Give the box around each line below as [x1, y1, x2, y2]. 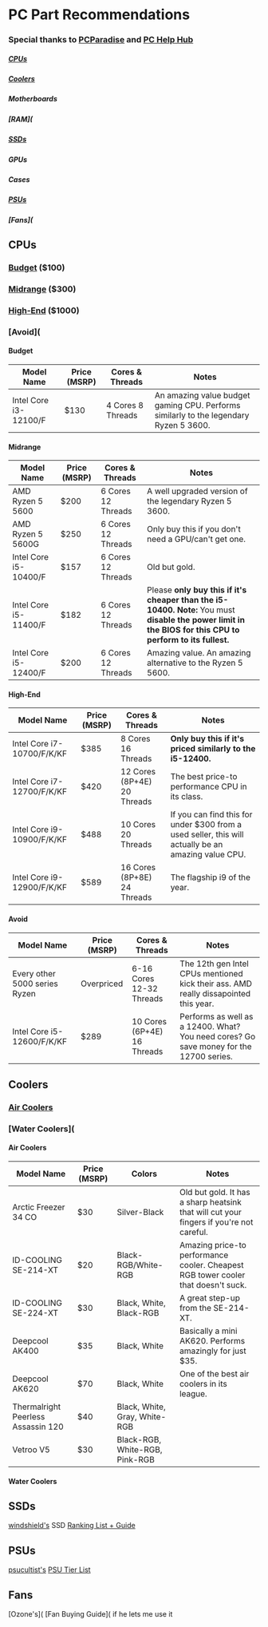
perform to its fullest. [147, 635, 230, 646]
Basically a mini [179, 1325, 238, 1336]
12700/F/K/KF [12, 786, 68, 798]
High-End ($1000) [8, 305, 80, 316]
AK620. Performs [179, 1336, 246, 1347]
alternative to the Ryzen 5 [147, 657, 243, 668]
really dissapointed [179, 988, 251, 999]
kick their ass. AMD [179, 978, 253, 989]
